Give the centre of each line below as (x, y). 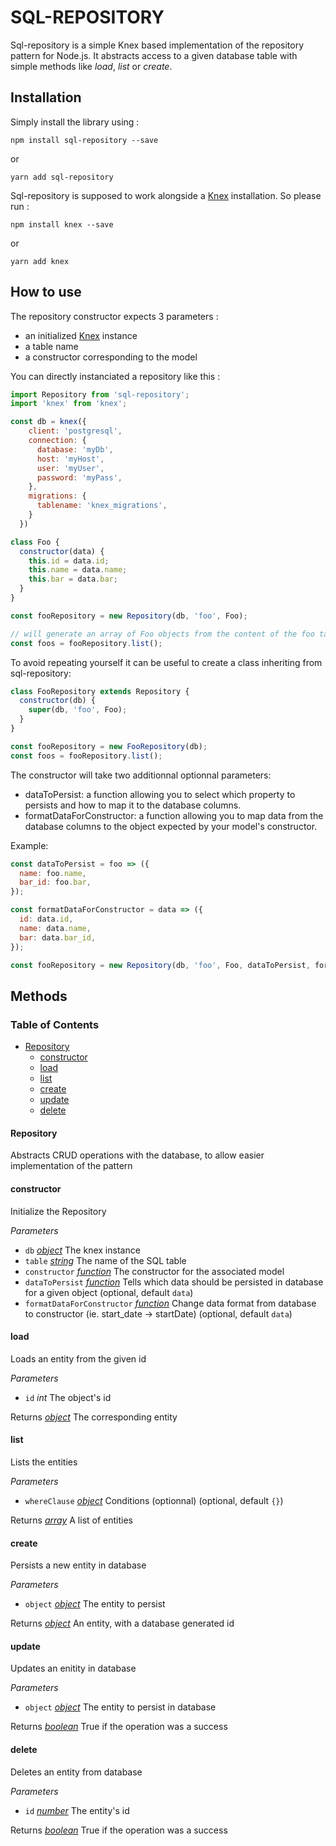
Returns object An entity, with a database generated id (122, 1623)
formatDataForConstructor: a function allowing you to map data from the (174, 815)
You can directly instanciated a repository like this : (115, 376)
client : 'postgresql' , (75, 431)
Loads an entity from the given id (78, 1358)
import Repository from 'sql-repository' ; (100, 394)
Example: (29, 845)
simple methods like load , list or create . (91, 66)
